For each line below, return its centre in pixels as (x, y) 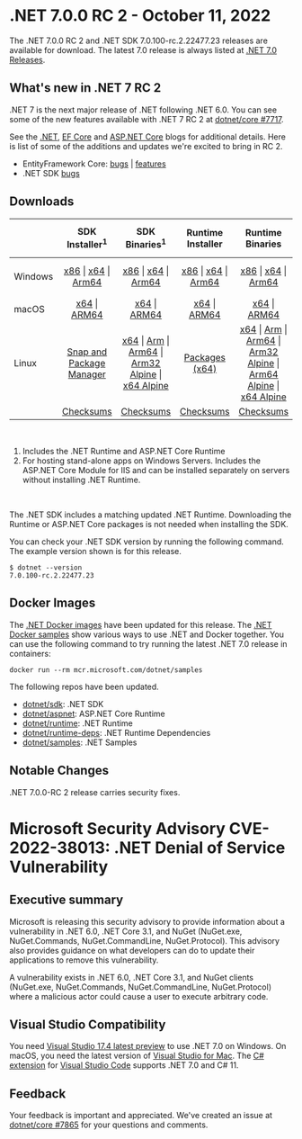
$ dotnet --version (46, 568)
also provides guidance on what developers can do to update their (132, 950)
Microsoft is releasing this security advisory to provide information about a (147, 921)
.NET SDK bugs (51, 173)
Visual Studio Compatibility (88, 1024)
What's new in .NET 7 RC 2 (85, 88)
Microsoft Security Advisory (118, 828)
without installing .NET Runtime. (81, 480)
